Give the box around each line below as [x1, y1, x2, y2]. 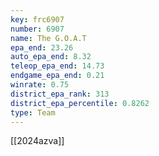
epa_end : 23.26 [10, 42, 74, 53]
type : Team [10, 107, 56, 118]
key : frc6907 [10, 14, 65, 25]
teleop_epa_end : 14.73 [10, 61, 105, 71]
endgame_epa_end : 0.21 [10, 71, 105, 81]
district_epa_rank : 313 [10, 89, 110, 99]
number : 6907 [10, 24, 65, 34]
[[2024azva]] [10, 135, 65, 147]
